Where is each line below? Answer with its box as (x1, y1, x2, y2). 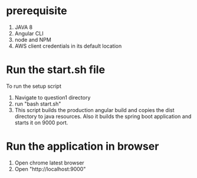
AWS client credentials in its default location (14, 42, 122, 50)
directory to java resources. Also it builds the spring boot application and (14, 113, 192, 120)
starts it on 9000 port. (14, 119, 68, 126)
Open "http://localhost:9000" (14, 165, 86, 172)
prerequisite (6, 4, 68, 18)
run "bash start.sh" (14, 100, 61, 107)
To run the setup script (6, 83, 62, 90)
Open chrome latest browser (14, 159, 84, 166)
